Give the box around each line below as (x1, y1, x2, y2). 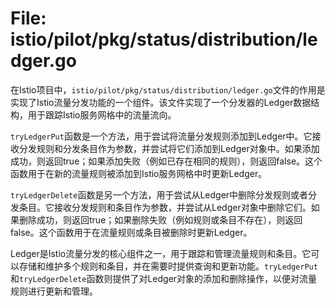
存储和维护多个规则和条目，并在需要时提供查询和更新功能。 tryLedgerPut (18, 260, 318, 272)
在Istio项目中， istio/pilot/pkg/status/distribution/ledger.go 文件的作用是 (10, 83, 326, 96)
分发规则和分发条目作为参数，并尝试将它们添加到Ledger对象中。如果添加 (18, 142, 320, 154)
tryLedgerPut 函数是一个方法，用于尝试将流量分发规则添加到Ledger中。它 (10, 130, 313, 142)
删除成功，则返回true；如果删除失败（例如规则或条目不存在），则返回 (18, 213, 303, 226)
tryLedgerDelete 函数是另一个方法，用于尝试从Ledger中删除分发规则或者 (10, 188, 309, 201)
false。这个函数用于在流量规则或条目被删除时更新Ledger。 (10, 226, 253, 238)
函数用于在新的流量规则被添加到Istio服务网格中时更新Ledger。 (10, 167, 268, 179)
